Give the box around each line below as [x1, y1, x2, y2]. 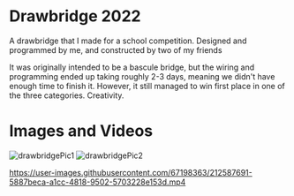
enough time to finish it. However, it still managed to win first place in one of [9, 80, 285, 91]
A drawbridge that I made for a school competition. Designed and [9, 35, 247, 46]
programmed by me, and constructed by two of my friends [9, 44, 222, 55]
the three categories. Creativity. [9, 90, 124, 101]
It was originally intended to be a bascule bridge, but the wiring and [9, 62, 254, 72]
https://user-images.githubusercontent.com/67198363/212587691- [9, 167, 253, 177]
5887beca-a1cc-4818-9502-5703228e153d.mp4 [9, 177, 186, 187]
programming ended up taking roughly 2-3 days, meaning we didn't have [9, 71, 275, 81]
